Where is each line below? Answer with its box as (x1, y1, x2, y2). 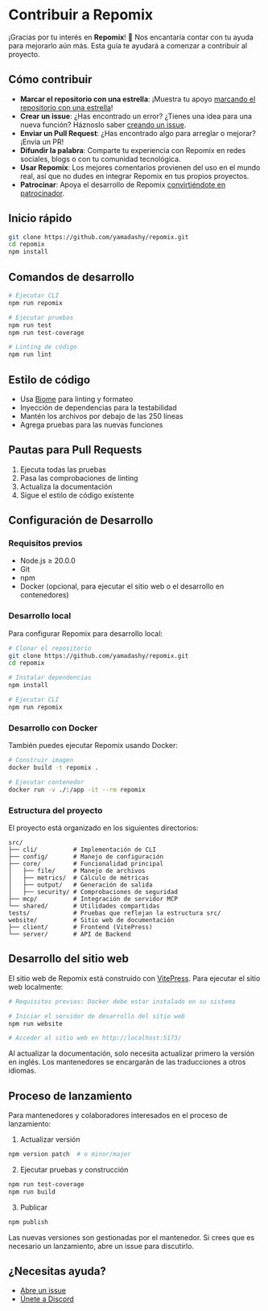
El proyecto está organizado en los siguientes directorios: (8, 823, 199, 833)
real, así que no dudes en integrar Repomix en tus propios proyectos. (19, 171, 249, 180)
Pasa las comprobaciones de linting (19, 473, 138, 482)
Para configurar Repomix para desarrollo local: (8, 628, 163, 638)
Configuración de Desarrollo (8, 514, 154, 527)
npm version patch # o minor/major (8, 1150, 131, 1159)
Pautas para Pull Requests (8, 443, 142, 457)
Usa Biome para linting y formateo (19, 394, 134, 403)
